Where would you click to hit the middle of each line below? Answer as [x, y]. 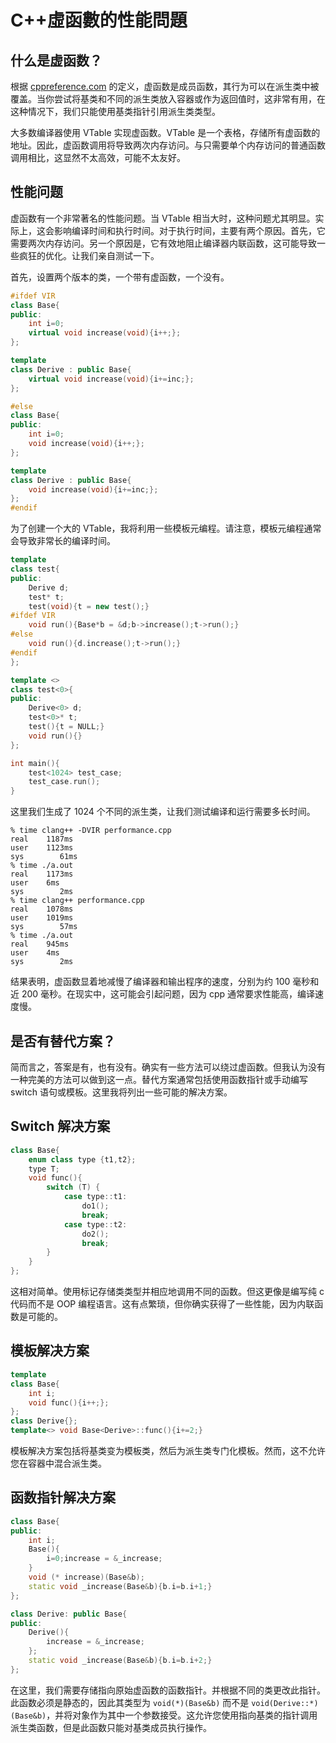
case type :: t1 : [95, 1197]
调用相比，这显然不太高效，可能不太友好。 [98, 157]
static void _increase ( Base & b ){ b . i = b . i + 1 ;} [120, 1586]
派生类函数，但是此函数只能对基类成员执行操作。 [111, 1727]
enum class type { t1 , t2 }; [82, 1159]
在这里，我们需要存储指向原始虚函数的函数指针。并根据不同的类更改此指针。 [168, 1690]
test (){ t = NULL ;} [66, 727]
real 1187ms [42, 839]
